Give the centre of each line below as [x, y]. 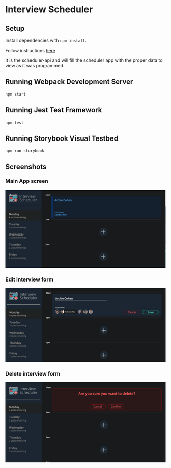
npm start [16, 94]
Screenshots [26, 167]
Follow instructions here [31, 50]
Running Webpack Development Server [69, 82]
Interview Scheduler [49, 9]
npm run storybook [25, 151]
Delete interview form [33, 373]
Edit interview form [30, 279]
